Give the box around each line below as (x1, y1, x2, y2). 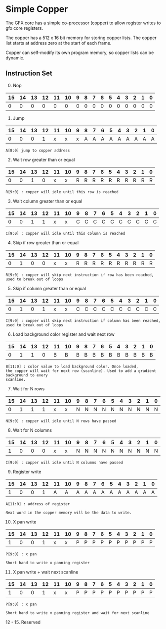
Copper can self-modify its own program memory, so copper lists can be (5, 50, 154, 55)
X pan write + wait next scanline (12, 569, 79, 575)
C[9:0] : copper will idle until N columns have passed (5, 460, 123, 465)
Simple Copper (5, 3, 68, 15)
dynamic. (5, 54, 25, 60)
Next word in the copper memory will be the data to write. (5, 510, 132, 515)
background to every (5, 372, 48, 377)
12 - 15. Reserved (5, 619, 41, 625)
